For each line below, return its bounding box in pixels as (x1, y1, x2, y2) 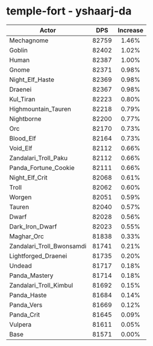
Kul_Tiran (9, 95, 36, 103)
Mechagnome (9, 36, 49, 45)
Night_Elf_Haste (9, 75, 55, 84)
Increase (117, 26, 143, 34)
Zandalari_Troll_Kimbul (9, 281, 73, 289)
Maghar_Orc (9, 232, 44, 241)
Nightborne (9, 115, 42, 123)
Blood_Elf (9, 134, 36, 142)
